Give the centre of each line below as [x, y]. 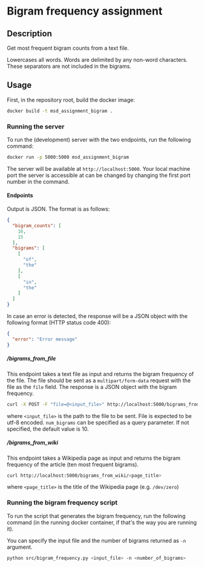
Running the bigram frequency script [62, 503]
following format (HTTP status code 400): [59, 323]
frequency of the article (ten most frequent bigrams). [73, 464]
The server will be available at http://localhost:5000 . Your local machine [99, 168]
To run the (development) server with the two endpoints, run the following [99, 139]
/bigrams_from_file [31, 359]
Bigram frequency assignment [85, 11]
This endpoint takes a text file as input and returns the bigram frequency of [100, 374]
